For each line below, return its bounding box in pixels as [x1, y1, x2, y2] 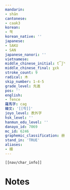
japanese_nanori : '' [5, 52, 47, 57]
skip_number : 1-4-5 [5, 79, 44, 84]
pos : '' [5, 88, 21, 93]
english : [5, 93, 23, 97]
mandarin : [5, 7, 25, 12]
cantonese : [5, 16, 27, 21]
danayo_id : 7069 [5, 124, 38, 129]
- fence [5, 97, 21, 102]
